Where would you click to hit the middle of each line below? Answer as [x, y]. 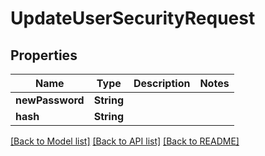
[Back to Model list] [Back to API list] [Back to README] [125, 141]
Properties [44, 55]
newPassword [50, 100]
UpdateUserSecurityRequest [133, 18]
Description [162, 83]
